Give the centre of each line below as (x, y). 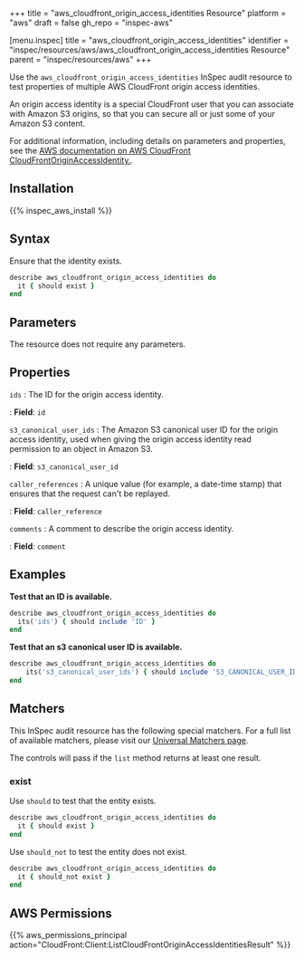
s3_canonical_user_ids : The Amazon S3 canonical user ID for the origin (144, 429)
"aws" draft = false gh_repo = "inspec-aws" (91, 23)
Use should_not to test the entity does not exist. (98, 851)
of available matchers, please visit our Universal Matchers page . (129, 740)
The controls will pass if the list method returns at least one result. (135, 758)
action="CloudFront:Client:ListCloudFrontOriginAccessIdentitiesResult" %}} (150, 945)
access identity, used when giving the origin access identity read (130, 439)
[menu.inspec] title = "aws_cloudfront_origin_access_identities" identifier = (149, 40)
